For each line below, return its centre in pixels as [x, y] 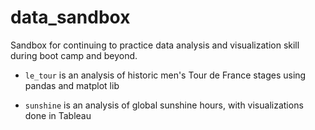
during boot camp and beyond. [74, 55]
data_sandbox [70, 17]
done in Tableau [58, 115]
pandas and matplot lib [72, 85]
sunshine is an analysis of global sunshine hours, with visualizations [164, 105]
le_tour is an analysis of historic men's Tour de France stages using [165, 75]
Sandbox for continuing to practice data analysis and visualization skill [155, 45]
